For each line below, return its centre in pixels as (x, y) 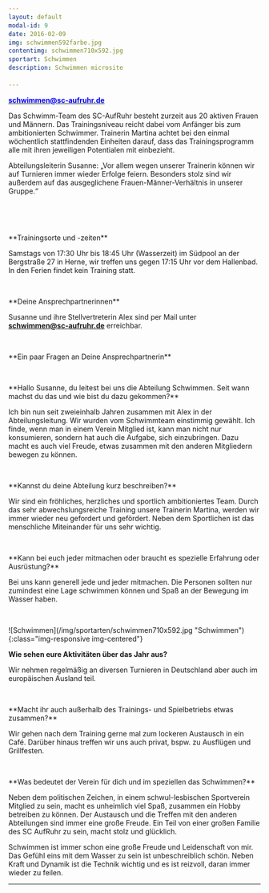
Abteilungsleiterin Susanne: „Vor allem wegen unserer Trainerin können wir (131, 165)
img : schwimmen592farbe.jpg (55, 43)
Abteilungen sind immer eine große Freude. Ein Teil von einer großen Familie (134, 822)
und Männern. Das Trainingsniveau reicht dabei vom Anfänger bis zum (125, 124)
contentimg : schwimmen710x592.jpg (66, 51)
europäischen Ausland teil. (52, 678)
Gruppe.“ (23, 191)
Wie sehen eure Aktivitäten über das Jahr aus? (88, 654)
